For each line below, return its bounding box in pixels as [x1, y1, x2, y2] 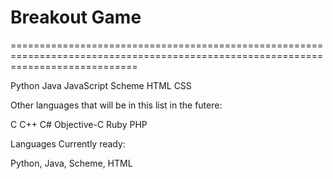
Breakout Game [10, 6, 142, 29]
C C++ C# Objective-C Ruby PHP [10, 118, 148, 130]
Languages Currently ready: [10, 137, 126, 150]
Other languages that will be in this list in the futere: [10, 99, 223, 111]
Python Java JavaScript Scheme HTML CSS [10, 79, 192, 91]
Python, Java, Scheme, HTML [10, 157, 133, 169]
